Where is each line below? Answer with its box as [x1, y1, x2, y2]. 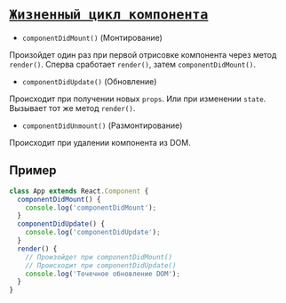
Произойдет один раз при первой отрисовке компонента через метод [9, 49, 277, 60]
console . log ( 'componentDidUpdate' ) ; [25, 228, 162, 237]
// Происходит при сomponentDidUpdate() [25, 260, 177, 270]
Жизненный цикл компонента [9, 6, 209, 23]
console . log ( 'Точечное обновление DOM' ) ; [25, 269, 180, 278]
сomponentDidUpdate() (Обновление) [21, 76, 157, 86]
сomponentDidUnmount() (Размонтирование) [21, 120, 183, 131]
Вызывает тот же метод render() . [9, 102, 136, 113]
